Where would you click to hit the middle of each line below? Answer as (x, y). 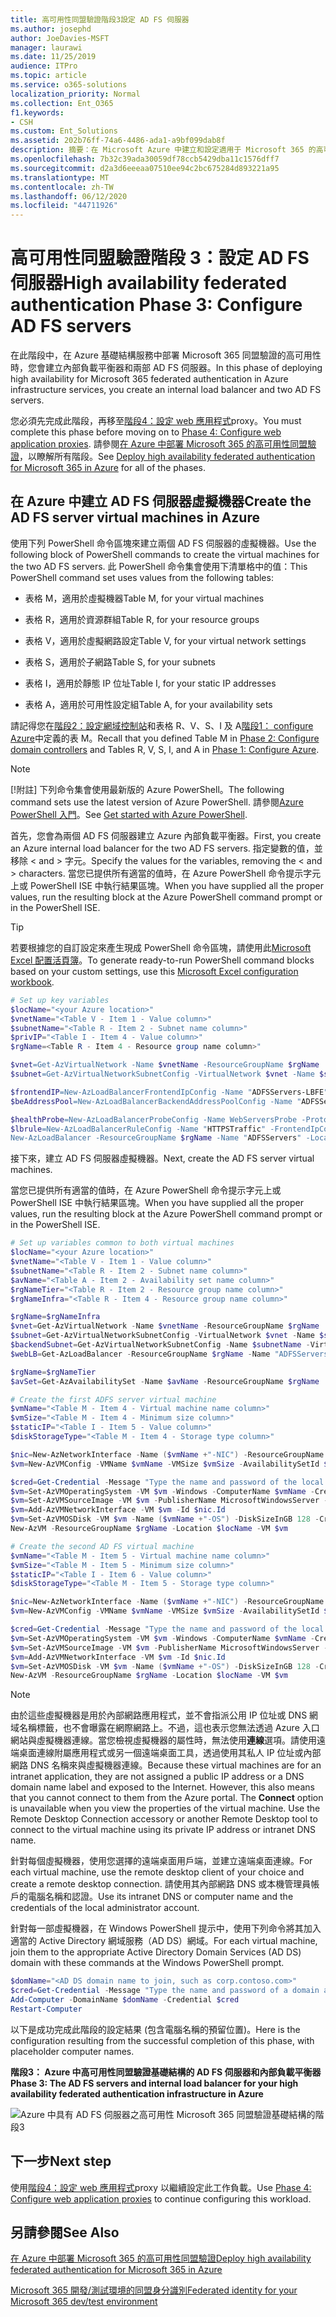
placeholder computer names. (72, 2051)
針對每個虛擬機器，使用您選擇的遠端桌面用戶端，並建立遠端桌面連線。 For (161, 1861)
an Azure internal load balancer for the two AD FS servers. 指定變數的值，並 (166, 848)
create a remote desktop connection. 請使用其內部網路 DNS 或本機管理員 (161, 1884)
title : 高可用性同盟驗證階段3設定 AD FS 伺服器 (100, 19)
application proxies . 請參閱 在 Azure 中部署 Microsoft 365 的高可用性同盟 (159, 444)
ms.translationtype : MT (60, 177)
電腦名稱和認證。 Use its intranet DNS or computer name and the (160, 1897)
